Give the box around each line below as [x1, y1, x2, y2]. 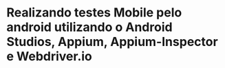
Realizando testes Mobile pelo [6, 5, 182, 21]
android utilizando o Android [6, 19, 173, 35]
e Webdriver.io [6, 49, 92, 65]
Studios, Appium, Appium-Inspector [6, 34, 218, 49]
